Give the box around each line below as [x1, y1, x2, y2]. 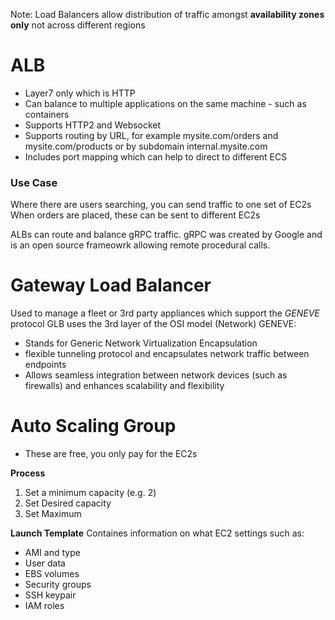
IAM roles [24, 600, 65, 612]
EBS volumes [24, 568, 80, 580]
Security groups [24, 579, 92, 591]
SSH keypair [24, 589, 77, 601]
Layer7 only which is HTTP [24, 87, 136, 99]
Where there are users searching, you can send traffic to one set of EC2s [10, 199, 312, 211]
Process [10, 467, 46, 479]
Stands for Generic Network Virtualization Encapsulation [24, 337, 258, 349]
